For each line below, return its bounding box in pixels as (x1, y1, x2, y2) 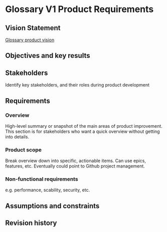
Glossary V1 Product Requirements (5, 4, 154, 15)
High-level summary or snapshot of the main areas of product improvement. (5, 123, 163, 129)
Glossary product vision (5, 37, 55, 43)
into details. (5, 133, 29, 139)
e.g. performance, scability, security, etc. (5, 187, 90, 193)
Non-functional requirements (5, 176, 79, 183)
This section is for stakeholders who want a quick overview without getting (5, 128, 160, 134)
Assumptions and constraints (5, 201, 100, 210)
